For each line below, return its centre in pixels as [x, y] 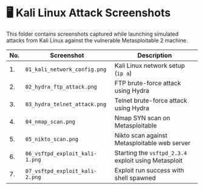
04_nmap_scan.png [50, 121]
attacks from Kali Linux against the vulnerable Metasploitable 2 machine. [97, 40]
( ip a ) [123, 73]
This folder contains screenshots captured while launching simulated [93, 34]
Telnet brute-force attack [151, 100]
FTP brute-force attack [148, 83]
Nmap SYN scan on [142, 118]
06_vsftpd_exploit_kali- [61, 153]
